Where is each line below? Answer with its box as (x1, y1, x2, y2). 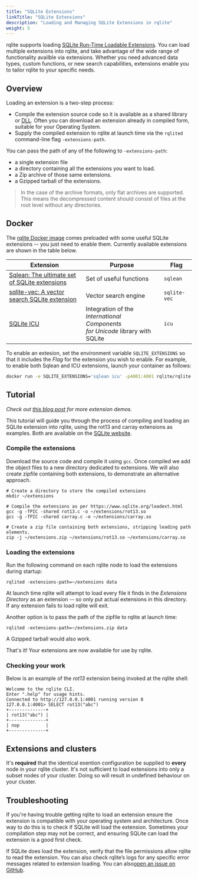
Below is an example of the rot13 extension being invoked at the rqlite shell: (6, 675, 189, 682)
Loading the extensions (6, 548, 75, 556)
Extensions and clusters (6, 744, 97, 754)
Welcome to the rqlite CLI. (6, 686, 75, 692)
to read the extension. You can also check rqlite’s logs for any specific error (6, 854, 190, 861)
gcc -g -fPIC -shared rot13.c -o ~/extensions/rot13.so (6, 509, 146, 515)
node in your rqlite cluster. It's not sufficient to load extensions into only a (6, 766, 184, 773)
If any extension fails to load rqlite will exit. (6, 602, 109, 609)
